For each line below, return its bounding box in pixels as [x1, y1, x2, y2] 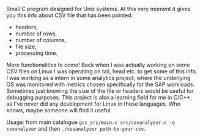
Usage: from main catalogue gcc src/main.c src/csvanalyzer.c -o [6, 118, 175, 126]
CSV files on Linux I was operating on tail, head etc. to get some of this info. [6, 68, 197, 75]
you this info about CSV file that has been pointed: [6, 12, 133, 19]
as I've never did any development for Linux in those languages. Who [6, 100, 180, 107]
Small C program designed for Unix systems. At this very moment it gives [6, 5, 191, 12]
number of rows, [15, 30, 57, 37]
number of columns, [15, 37, 67, 43]
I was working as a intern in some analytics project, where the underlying [6, 74, 191, 81]
